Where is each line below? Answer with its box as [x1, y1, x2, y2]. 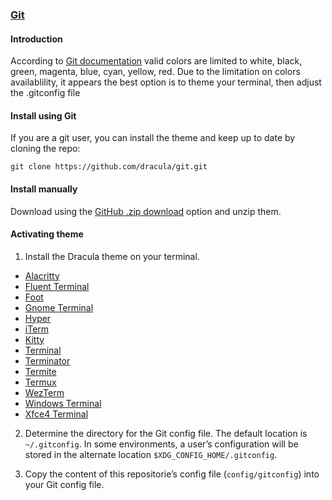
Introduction [10, 33, 63, 45]
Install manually [10, 183, 78, 195]
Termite [24, 365, 57, 377]
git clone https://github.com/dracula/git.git [10, 162, 208, 172]
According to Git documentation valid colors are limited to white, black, [10, 55, 303, 67]
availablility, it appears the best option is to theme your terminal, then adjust [10, 76, 322, 88]
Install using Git [10, 109, 77, 122]
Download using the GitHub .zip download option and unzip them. [10, 205, 282, 217]
